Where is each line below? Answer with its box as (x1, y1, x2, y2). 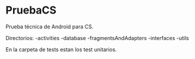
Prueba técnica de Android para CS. (5, 23, 94, 30)
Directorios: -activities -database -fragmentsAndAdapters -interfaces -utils (5, 34, 189, 41)
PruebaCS (5, 4, 57, 17)
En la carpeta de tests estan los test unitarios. (5, 45, 117, 53)
